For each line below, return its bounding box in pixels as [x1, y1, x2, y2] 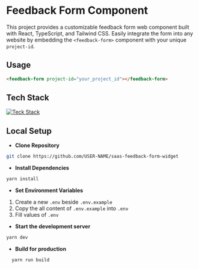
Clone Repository [14, 142, 60, 149]
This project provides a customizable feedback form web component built [6, 23, 189, 31]
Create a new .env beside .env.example [14, 199, 112, 205]
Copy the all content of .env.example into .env [14, 205, 129, 212]
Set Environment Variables [14, 187, 84, 194]
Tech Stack [6, 92, 49, 103]
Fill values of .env [14, 211, 59, 218]
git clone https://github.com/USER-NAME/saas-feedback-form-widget [6, 154, 179, 160]
